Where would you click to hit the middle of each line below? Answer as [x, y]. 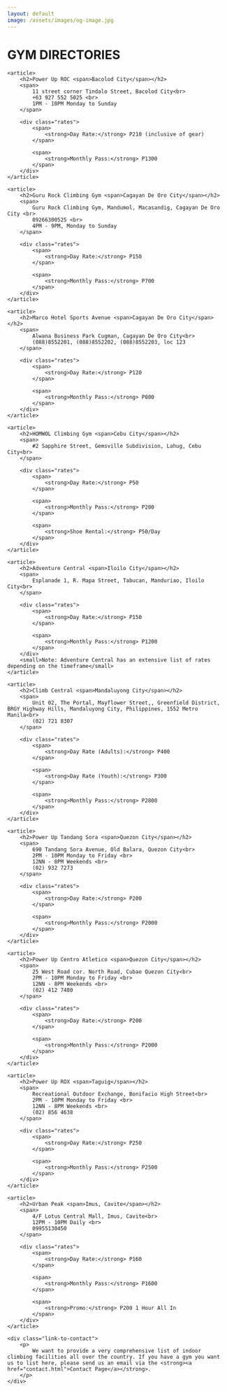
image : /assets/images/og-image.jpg [60, 20]
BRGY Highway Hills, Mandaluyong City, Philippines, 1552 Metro [103, 709]
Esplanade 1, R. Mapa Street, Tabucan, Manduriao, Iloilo [118, 581]
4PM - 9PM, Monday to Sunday [75, 226]
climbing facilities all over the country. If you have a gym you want [113, 1357]
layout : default [31, 14]
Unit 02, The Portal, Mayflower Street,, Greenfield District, [126, 703]
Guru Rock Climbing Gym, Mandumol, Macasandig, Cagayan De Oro [126, 208]
